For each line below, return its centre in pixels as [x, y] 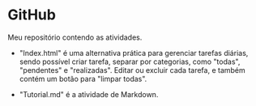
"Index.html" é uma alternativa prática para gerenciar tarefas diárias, [134, 53]
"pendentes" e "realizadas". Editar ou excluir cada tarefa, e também [132, 70]
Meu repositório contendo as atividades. [75, 37]
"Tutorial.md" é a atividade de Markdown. [89, 94]
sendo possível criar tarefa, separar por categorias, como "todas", [130, 61]
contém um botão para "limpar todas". [83, 78]
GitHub [32, 15]
